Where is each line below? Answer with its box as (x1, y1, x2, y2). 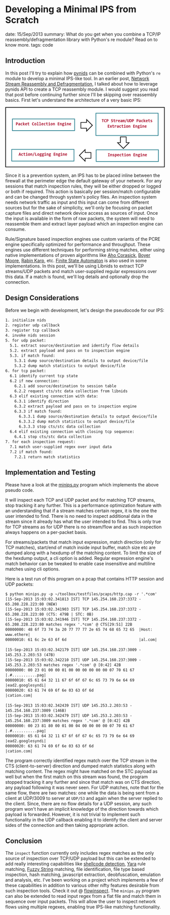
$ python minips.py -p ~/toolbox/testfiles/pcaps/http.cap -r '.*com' (5, 591, 157, 596)
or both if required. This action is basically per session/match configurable (5, 188, 160, 195)
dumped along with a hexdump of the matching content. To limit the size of (5, 550, 162, 556)
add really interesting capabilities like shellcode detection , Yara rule (5, 861, 146, 867)
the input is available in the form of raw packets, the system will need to (5, 215, 155, 221)
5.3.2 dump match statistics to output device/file (14, 363, 125, 368)
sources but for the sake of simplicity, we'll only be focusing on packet (5, 205, 153, 211)
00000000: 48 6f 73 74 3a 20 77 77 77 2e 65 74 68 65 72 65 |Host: (5, 627, 153, 632)
